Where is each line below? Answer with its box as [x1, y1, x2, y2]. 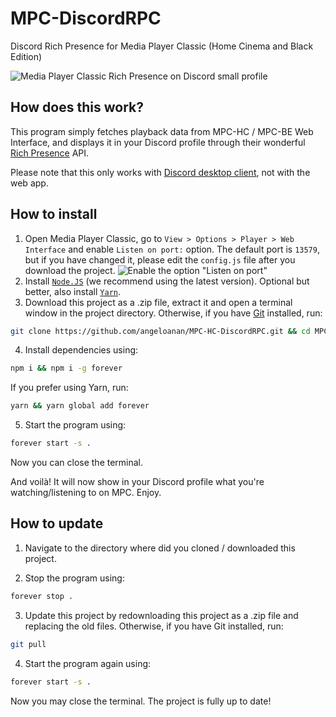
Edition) [10, 50, 43, 62]
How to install [10, 206, 98, 223]
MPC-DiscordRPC [10, 7, 162, 30]
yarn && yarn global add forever [10, 401, 150, 411]
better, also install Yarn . [24, 285, 122, 297]
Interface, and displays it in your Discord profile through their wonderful [10, 136, 306, 148]
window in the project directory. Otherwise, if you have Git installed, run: [24, 307, 323, 319]
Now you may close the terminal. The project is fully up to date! [10, 695, 272, 707]
